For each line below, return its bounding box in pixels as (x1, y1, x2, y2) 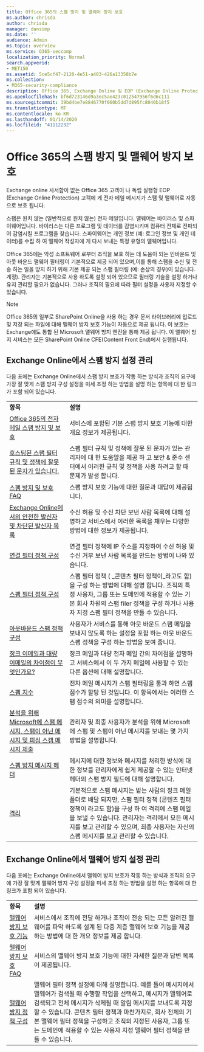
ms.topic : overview (6, 43, 56, 49)
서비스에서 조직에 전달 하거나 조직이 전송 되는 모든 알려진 (33, 913, 187, 922)
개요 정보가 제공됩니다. (69, 428, 131, 437)
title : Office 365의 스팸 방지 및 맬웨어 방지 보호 (6, 9, 123, 15)
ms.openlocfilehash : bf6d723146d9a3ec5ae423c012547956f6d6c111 (6, 94, 170, 100)
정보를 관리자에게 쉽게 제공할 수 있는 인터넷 (76, 766, 193, 774)
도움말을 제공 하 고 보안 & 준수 (102, 453, 183, 462)
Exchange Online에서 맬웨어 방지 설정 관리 (6, 854, 160, 865)
